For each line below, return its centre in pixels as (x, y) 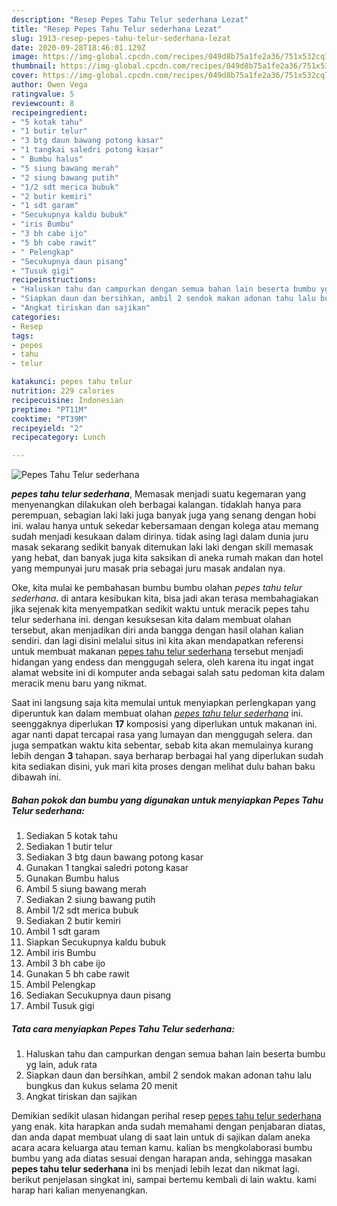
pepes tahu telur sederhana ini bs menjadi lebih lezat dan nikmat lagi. (156, 1169)
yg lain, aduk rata (61, 1065)
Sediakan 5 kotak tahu (71, 836)
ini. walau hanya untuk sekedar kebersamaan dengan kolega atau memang (165, 526)
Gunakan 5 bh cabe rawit (77, 974)
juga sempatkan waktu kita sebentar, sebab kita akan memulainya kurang (162, 745)
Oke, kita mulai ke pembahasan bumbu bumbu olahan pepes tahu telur (157, 588)
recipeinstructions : (54, 280)
